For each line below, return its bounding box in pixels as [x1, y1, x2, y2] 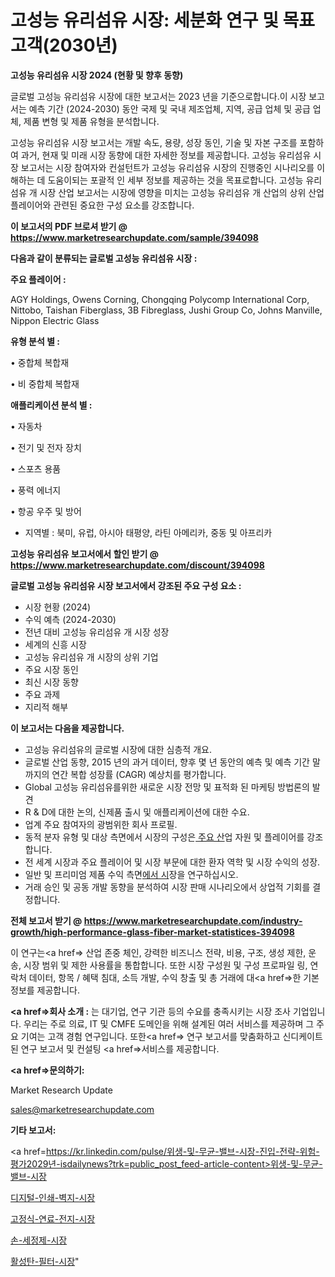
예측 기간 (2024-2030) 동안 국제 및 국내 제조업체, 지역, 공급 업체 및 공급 [28, 102, 311, 115]
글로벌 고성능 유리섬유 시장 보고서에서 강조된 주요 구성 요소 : [10, 579, 242, 591]
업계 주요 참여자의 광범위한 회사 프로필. [24, 818, 178, 830]
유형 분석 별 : [10, 335, 61, 347]
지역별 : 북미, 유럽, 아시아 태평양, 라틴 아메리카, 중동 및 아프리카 [24, 526, 273, 538]
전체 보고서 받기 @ [10, 914, 83, 926]
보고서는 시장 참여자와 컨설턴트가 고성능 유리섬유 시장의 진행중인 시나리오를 [20, 161, 315, 173]
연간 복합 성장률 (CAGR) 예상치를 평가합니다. [51, 768, 227, 780]
